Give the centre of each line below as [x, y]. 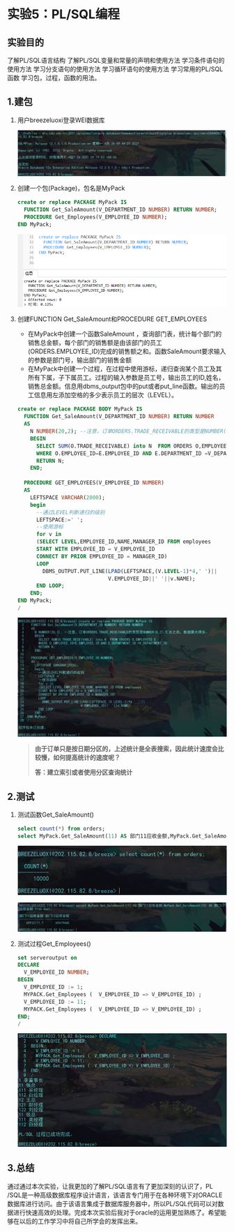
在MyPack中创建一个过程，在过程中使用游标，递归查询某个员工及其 [125, 369]
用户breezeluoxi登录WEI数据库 [61, 120]
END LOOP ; [50, 586]
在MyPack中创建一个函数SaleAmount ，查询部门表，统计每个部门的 [125, 334]
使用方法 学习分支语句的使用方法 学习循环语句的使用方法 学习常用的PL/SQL [115, 69]
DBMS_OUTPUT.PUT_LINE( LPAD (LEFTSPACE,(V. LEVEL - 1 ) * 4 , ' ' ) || [130, 571]
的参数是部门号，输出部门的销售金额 [80, 360]
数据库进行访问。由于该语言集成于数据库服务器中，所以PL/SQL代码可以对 [112, 1203]
